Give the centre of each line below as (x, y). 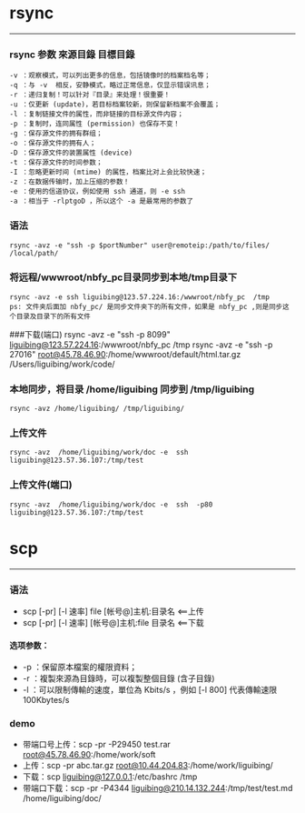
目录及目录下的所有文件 (53, 316)
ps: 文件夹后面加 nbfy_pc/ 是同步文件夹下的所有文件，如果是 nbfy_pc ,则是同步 (146, 306)
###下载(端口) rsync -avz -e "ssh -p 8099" (90, 334)
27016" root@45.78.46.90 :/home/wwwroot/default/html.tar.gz (125, 354)
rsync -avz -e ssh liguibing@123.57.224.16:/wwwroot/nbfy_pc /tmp (140, 297)
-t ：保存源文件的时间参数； (56, 163)
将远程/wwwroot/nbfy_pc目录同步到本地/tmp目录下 (123, 277)
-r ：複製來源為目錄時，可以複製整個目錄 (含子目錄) (118, 678)
